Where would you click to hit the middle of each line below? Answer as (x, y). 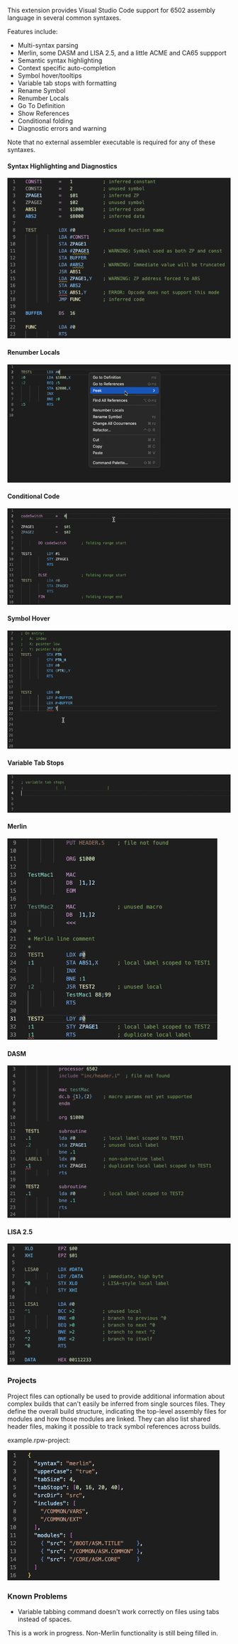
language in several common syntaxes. (64, 18)
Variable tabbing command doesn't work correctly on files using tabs (118, 1612)
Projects (22, 1380)
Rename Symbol (41, 91)
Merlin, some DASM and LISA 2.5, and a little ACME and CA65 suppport (122, 53)
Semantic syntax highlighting (60, 60)
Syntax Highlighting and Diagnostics (62, 166)
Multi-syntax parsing (48, 45)
